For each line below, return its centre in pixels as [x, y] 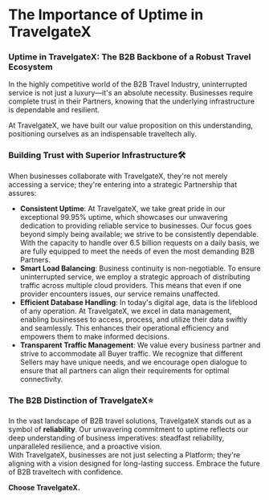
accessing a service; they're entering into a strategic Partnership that [123, 184]
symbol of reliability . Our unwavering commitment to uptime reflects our [128, 429]
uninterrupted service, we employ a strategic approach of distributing [135, 276]
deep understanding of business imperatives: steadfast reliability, [116, 438]
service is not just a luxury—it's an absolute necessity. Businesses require [131, 93]
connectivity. [41, 379]
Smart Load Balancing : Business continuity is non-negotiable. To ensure [140, 268]
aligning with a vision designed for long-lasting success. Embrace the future [134, 464]
